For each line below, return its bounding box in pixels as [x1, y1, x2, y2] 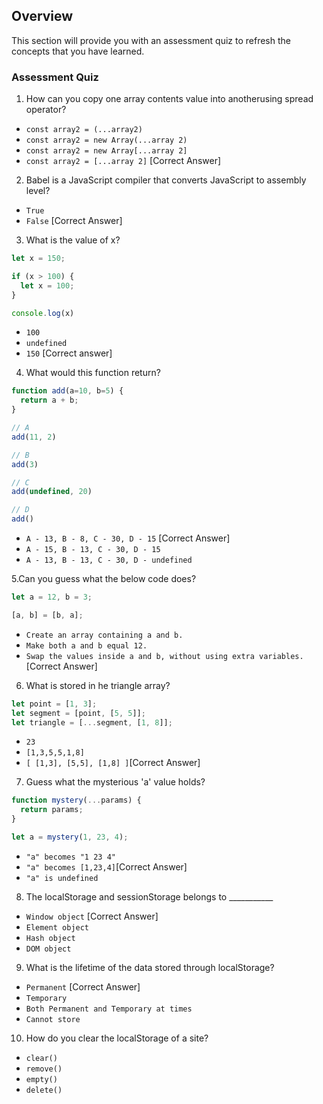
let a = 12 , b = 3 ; [11, 592, 93, 603]
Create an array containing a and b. [25, 630, 184, 640]
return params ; [20, 805, 84, 815]
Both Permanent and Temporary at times [25, 1004, 193, 1014]
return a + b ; [20, 395, 79, 406]
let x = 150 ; [11, 254, 66, 264]
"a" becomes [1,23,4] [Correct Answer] [25, 860, 188, 873]
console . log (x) [11, 308, 75, 318]
